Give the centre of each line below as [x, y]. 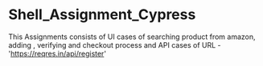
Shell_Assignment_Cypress [102, 15]
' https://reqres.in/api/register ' [58, 53]
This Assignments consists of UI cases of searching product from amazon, [132, 37]
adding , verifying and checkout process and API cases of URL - [115, 45]
